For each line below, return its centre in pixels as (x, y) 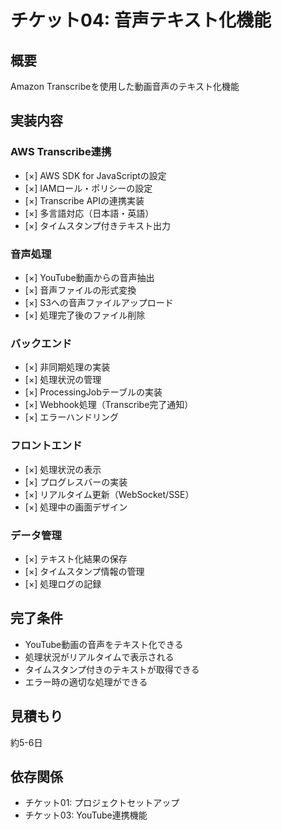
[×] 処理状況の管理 (63, 380)
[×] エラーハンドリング (71, 417)
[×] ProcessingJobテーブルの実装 (93, 392)
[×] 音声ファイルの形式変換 (80, 290)
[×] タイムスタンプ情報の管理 (84, 571)
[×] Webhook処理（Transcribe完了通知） (109, 405)
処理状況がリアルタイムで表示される (99, 657)
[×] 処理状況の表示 (63, 469)
